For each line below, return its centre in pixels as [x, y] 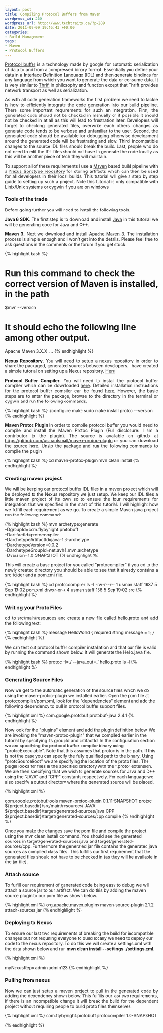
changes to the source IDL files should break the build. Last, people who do [81, 146]
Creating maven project [33, 478]
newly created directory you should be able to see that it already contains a [81, 570]
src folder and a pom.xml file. [34, 575]
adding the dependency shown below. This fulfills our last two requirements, [81, 996]
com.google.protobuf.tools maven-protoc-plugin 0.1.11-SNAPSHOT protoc [78, 801]
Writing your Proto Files [33, 607]
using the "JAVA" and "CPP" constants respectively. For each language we [79, 776]
